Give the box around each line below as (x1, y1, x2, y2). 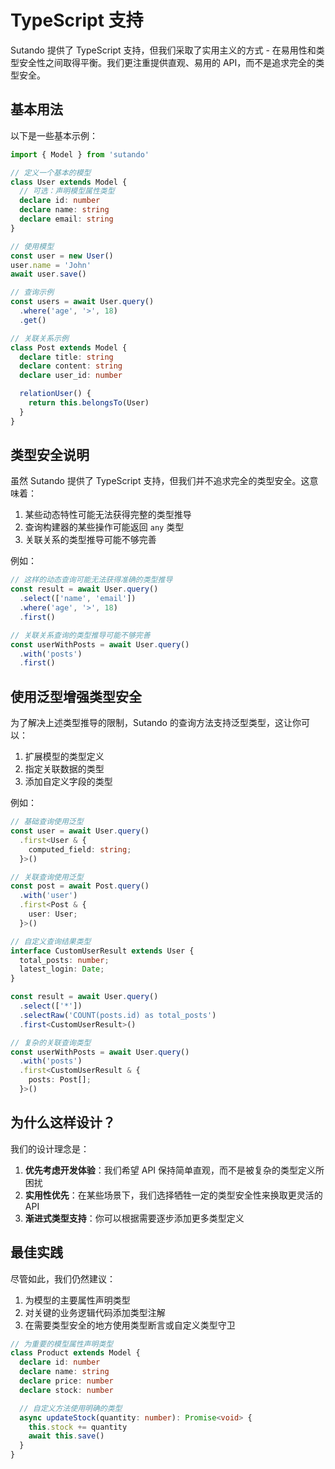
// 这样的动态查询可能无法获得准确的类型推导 (10, 575, 173, 585)
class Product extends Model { (10, 1348, 141, 1358)
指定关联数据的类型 (24, 763, 105, 775)
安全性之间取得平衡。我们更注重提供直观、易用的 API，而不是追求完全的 (18, 56, 317, 68)
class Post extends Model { (10, 342, 128, 353)
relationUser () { (19, 389, 92, 399)
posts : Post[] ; (28, 1075, 92, 1085)
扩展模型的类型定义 (24, 751, 105, 763)
